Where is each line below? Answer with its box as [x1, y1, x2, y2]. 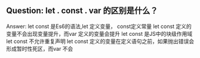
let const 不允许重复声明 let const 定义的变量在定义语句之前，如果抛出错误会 [6, 38, 195, 45]
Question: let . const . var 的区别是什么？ [6, 5, 158, 16]
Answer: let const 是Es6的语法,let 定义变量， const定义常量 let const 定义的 [6, 23, 192, 30]
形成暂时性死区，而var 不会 [6, 45, 73, 52]
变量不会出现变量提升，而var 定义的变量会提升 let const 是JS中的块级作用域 [6, 30, 193, 37]
